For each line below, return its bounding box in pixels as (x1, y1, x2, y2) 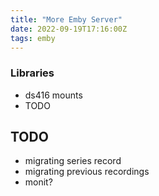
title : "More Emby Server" (10, 14, 123, 25)
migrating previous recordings (24, 166, 150, 178)
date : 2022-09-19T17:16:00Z (10, 24, 128, 34)
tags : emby (10, 33, 56, 43)
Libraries (10, 66, 55, 80)
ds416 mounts (24, 89, 83, 101)
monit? (24, 176, 53, 188)
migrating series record (24, 155, 122, 167)
